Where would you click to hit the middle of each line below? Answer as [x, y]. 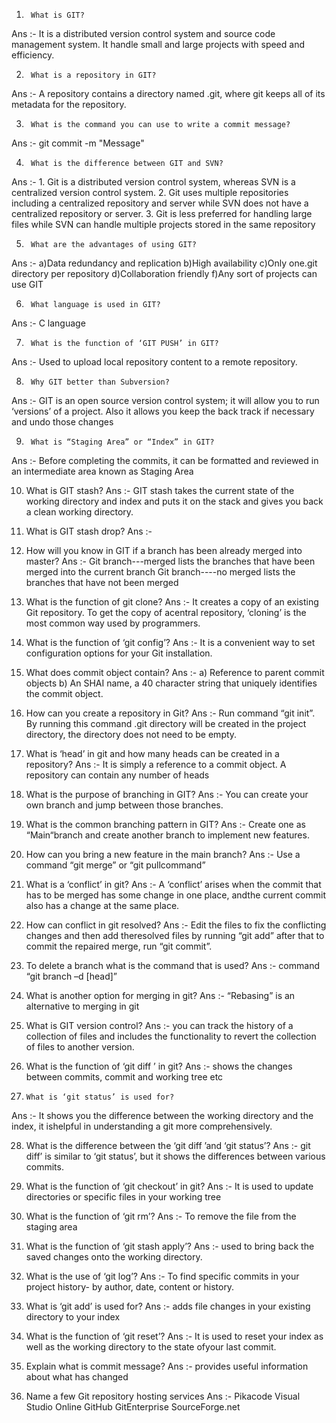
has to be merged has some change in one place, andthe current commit [175, 895]
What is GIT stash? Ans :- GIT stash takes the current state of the [160, 490]
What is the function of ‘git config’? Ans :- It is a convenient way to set [170, 642]
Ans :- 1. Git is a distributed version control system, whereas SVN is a [153, 182]
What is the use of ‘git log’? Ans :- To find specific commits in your [162, 1276]
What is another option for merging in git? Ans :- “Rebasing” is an [160, 995]
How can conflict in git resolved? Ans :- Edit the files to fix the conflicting [176, 925]
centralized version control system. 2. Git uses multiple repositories [150, 192]
